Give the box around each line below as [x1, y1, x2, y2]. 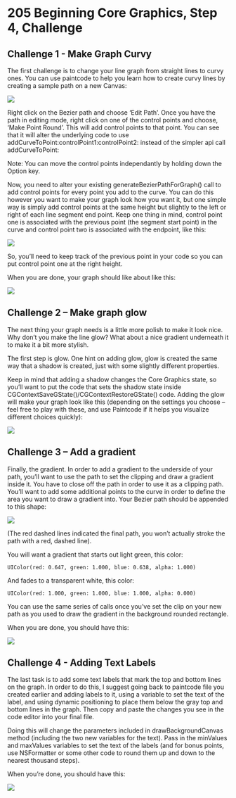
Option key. [7, 167, 41, 175]
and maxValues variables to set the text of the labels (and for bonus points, [7, 741, 225, 750]
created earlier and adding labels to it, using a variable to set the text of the [7, 690, 225, 699]
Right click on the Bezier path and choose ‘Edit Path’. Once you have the [7, 108, 216, 117]
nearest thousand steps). [7, 756, 80, 765]
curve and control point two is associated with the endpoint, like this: [7, 225, 206, 234]
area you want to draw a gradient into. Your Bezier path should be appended [7, 495, 229, 503]
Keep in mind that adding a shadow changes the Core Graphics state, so [7, 375, 217, 384]
